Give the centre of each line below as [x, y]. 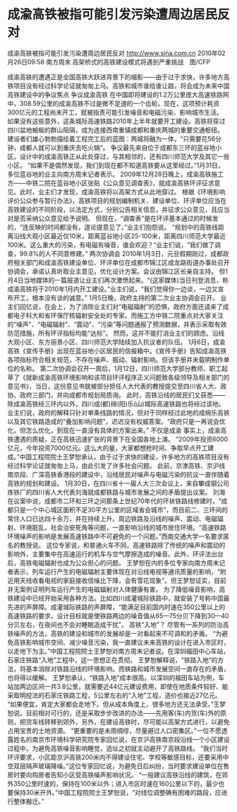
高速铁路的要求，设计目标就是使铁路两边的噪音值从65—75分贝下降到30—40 [118, 616]
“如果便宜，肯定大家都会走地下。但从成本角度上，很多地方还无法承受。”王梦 [117, 704]
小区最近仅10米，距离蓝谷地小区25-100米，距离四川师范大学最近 [132, 236]
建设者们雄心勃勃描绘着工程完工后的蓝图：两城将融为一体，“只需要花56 [111, 139]
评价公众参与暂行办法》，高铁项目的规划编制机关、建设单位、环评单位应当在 [117, 200]
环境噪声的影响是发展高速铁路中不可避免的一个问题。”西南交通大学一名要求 [115, 536]
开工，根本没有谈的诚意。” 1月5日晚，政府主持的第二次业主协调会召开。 [116, 298]
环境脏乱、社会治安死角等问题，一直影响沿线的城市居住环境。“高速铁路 [123, 527]
